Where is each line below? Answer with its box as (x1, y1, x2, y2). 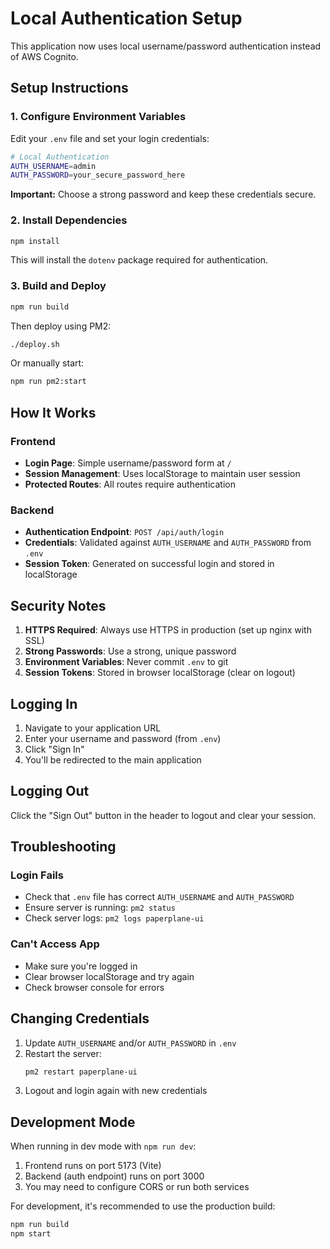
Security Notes (10, 597, 107, 614)
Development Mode (10, 1113, 136, 1131)
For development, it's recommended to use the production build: (10, 1200, 276, 1212)
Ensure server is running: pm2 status (24, 902, 176, 914)
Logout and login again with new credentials (24, 1085, 208, 1097)
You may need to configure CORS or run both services (24, 1181, 250, 1193)
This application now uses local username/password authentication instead (10, 40, 322, 52)
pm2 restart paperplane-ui (24, 1067, 138, 1077)
